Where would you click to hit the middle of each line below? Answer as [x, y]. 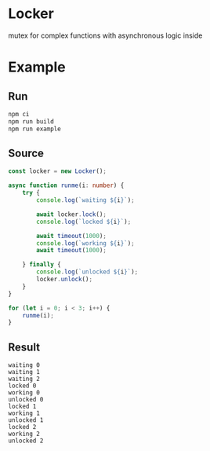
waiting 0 [24, 365]
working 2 [24, 434]
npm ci [19, 114]
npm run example [34, 129]
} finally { [42, 265]
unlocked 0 [26, 400]
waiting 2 [24, 379]
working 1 [24, 413]
